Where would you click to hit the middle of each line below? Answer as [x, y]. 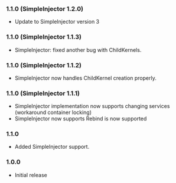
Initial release [31, 175]
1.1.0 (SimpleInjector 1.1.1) [43, 93]
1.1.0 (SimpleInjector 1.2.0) [45, 9]
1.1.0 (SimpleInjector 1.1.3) [44, 37]
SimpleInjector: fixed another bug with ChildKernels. [78, 50]
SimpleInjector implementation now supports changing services [92, 106]
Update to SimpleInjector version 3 [57, 22]
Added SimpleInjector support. [52, 147]
